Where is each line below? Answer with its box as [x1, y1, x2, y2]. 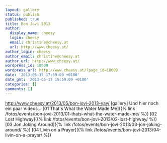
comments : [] [5, 86, 33, 91]
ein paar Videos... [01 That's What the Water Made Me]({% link [5, 105, 135, 111]
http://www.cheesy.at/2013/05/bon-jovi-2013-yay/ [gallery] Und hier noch [5, 100, 159, 106]
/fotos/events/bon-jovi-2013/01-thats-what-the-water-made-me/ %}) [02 [5, 110, 157, 116]
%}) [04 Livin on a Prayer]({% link [22, 126, 93, 132]
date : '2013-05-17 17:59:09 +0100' [5, 72, 80, 77]
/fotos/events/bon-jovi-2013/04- [94, 126, 161, 132]
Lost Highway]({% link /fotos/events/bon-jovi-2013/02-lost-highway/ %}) [5, 116, 157, 122]
